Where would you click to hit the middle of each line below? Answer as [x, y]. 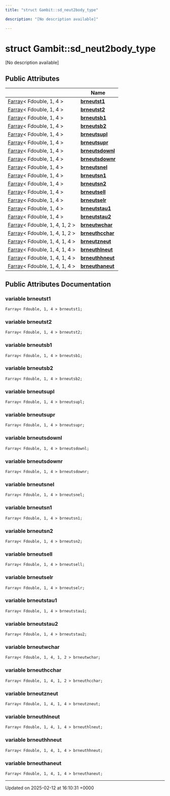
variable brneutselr [29, 577]
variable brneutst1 [28, 299]
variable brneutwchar [32, 647]
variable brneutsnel [30, 484]
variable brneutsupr [30, 415]
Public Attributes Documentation [58, 284]
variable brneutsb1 [29, 345]
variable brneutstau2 [32, 624]
